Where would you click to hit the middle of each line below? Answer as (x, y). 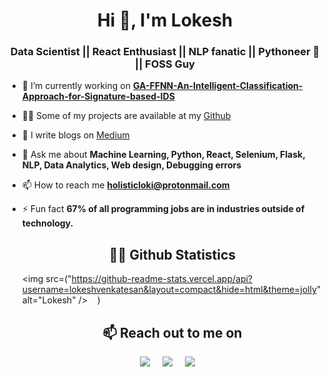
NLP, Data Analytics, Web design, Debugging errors (131, 165)
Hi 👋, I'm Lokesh (165, 20)
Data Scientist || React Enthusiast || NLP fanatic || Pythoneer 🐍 (165, 52)
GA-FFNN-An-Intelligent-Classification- (218, 86)
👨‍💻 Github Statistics (172, 254)
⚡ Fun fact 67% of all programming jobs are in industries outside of (163, 209)
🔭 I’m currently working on (76, 86)
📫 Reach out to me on (172, 332)
